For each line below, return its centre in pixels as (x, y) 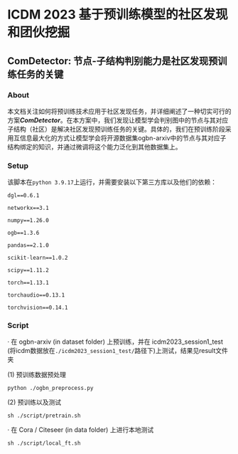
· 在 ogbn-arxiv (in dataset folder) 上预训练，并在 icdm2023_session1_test (115, 342)
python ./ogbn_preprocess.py (50, 389)
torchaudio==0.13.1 (36, 295)
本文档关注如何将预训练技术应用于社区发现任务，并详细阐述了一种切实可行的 (119, 111)
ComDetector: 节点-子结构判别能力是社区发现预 (113, 61)
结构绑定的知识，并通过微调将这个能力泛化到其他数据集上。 (94, 147)
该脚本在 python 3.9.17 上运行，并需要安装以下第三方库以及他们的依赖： (112, 182)
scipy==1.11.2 (28, 270)
